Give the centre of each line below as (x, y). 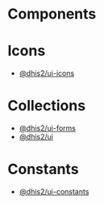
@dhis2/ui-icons (47, 73)
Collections (47, 106)
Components (52, 14)
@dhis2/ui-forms (47, 128)
